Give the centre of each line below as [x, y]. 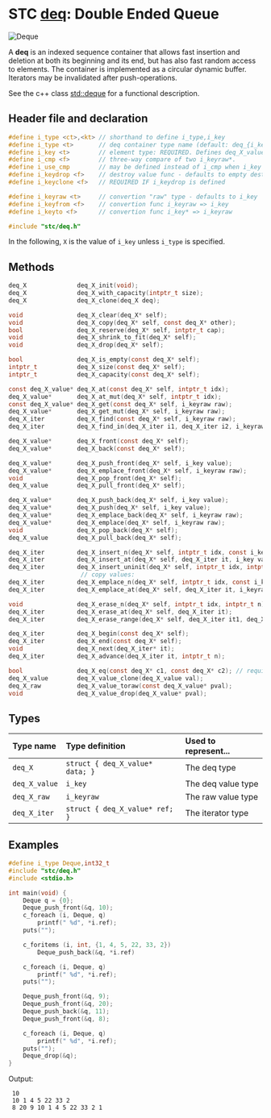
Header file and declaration [78, 119]
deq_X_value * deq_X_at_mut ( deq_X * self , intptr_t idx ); [115, 397]
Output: [21, 1079]
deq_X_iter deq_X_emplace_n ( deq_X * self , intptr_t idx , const [129, 582]
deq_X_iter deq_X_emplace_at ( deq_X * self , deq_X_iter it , [122, 589]
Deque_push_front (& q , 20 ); [68, 1004]
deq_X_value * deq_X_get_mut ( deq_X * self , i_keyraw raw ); [117, 412]
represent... [208, 751]
